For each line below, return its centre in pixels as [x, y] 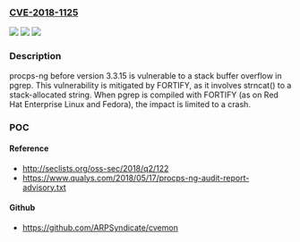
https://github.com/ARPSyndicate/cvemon [100, 227]
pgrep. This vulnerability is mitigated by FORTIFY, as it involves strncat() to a [150, 85]
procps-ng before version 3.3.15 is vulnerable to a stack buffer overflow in [146, 75]
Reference [29, 148]
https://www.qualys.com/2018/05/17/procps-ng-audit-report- [136, 178]
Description [35, 56]
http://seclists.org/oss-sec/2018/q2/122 [95, 168]
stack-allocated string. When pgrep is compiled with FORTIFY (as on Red [144, 95]
